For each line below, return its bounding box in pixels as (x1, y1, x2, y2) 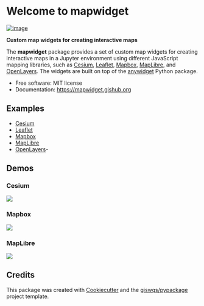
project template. (6, 293, 49, 300)
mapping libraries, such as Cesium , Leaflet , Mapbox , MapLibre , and (6, 61, 176, 68)
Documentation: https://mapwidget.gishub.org (15, 85, 132, 93)
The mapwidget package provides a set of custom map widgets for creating (6, 48, 198, 55)
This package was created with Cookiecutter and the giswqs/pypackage (6, 286, 188, 293)
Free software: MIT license (15, 79, 82, 87)
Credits (6, 270, 35, 280)
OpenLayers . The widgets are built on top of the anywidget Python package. (6, 67, 198, 74)
